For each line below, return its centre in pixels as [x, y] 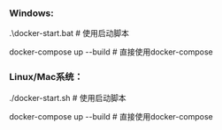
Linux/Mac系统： [46, 77]
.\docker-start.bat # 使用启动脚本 [69, 33]
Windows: [32, 13]
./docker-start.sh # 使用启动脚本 [68, 97]
